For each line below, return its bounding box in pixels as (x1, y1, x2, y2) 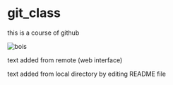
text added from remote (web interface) (7, 55, 123, 64)
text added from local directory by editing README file (7, 69, 166, 78)
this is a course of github (7, 28, 80, 37)
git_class (7, 5, 61, 21)
